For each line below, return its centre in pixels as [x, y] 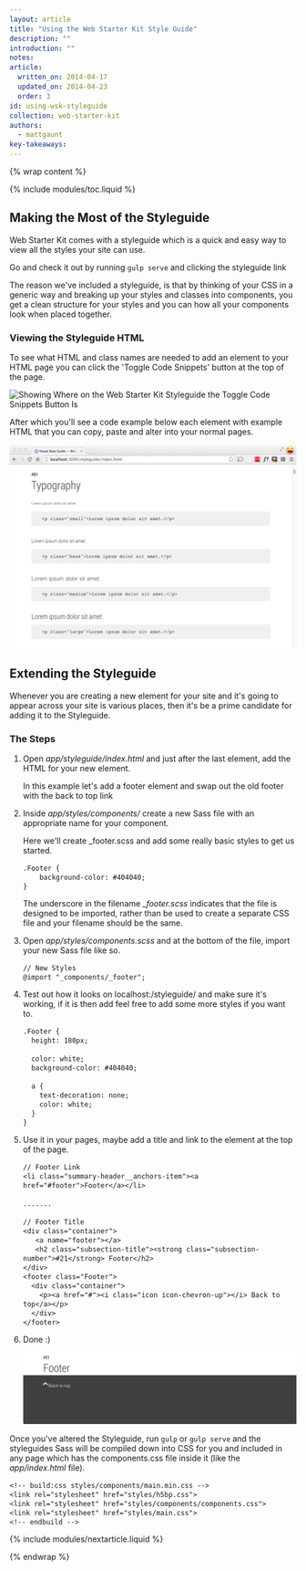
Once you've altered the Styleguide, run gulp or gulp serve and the [135, 1439]
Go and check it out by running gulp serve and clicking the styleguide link [148, 267]
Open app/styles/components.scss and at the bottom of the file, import [156, 941]
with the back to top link [68, 796]
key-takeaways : [38, 145]
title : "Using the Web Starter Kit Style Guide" [103, 29]
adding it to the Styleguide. [60, 715]
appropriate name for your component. [96, 823]
